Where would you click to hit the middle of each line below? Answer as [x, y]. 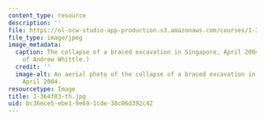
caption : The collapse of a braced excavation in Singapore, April [129, 52]
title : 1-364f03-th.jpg [47, 96]
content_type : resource [47, 15]
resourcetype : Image [42, 89]
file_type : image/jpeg [45, 37]
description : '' [35, 23]
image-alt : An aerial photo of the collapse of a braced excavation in [136, 74]
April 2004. [42, 81]
